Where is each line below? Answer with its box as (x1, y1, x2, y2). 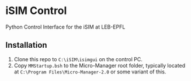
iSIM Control (5, 4, 67, 17)
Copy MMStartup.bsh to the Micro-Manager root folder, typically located (13, 62, 186, 69)
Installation (5, 40, 47, 50)
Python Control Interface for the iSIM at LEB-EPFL (5, 23, 126, 30)
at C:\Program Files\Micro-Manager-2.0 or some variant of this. (13, 68, 166, 75)
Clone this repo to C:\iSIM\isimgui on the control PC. (13, 55, 143, 62)
